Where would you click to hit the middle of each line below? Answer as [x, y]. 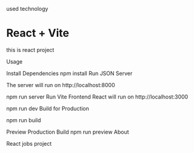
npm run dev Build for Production [48, 108]
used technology [27, 9]
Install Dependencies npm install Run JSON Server [69, 73]
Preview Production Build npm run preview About [68, 132]
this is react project [30, 50]
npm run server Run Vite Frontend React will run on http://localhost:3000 [97, 97]
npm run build [24, 120]
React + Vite [38, 33]
